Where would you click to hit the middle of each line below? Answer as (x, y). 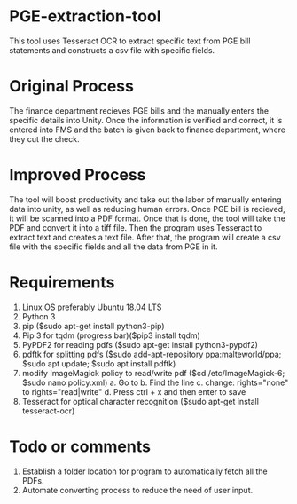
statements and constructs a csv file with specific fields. (112, 50)
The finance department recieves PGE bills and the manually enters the (139, 110)
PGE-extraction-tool (85, 16)
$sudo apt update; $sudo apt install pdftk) (99, 363)
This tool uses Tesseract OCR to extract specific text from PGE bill (130, 41)
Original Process (72, 87)
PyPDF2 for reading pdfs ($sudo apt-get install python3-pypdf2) (140, 344)
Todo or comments (80, 446)
